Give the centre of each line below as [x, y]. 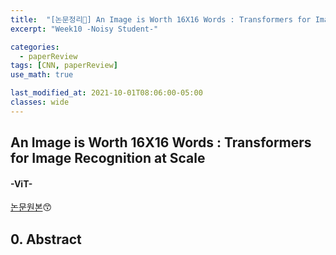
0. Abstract [46, 239]
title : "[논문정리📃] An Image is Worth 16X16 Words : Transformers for [161, 19]
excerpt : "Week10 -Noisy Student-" [84, 29]
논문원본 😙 [31, 207]
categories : [35, 47]
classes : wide [40, 102]
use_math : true [42, 75]
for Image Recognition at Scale [108, 158]
